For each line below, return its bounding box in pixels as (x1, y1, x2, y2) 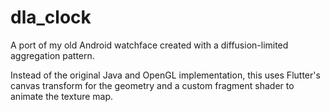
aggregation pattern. (10, 49, 95, 61)
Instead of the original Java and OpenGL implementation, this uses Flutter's (10, 69, 321, 81)
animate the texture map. (10, 90, 114, 102)
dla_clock (10, 6, 92, 29)
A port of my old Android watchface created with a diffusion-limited (10, 39, 289, 51)
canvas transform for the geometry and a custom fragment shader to (10, 79, 295, 91)
